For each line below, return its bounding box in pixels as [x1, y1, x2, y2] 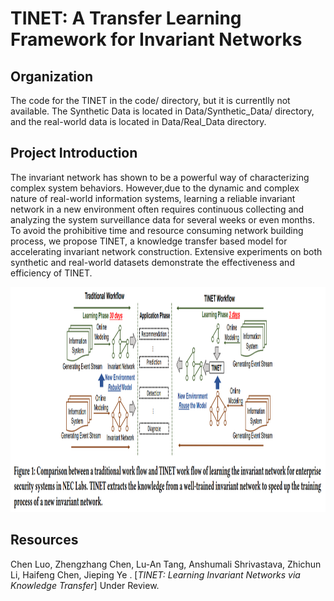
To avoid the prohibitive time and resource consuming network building [10, 224, 304, 236]
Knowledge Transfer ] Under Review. [10, 579, 160, 591]
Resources [10, 532, 79, 549]
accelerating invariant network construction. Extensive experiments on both [10, 245, 323, 257]
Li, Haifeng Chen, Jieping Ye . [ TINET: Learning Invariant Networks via [10, 568, 301, 581]
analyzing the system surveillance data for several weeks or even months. [10, 213, 315, 226]
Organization [10, 68, 93, 85]
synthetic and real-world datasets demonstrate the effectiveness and [10, 256, 295, 268]
